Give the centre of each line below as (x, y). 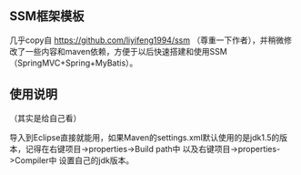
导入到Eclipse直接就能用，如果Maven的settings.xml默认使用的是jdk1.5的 (145, 137)
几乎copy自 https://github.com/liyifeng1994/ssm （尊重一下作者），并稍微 (147, 40)
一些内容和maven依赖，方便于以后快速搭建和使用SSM (126, 51)
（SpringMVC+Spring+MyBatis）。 (74, 63)
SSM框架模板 (47, 16)
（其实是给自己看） (45, 118)
